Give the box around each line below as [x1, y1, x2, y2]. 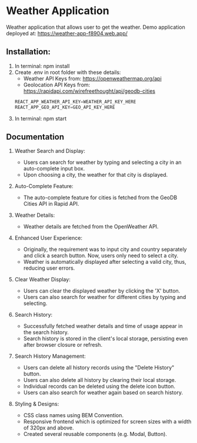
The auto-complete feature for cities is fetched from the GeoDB [23, 194, 178, 201]
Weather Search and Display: [14, 147, 85, 155]
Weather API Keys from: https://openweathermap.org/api [23, 75, 162, 82]
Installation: [6, 47, 51, 57]
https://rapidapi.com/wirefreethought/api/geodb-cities [23, 87, 156, 95]
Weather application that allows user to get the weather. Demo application [6, 24, 185, 31]
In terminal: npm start [14, 115, 67, 122]
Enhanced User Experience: [14, 234, 82, 241]
